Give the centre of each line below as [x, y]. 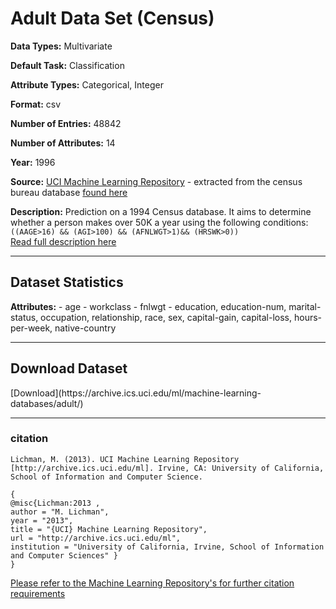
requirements [38, 593]
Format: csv [36, 104]
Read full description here [63, 241]
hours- [308, 317]
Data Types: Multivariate [61, 46]
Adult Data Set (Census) [112, 18]
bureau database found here [69, 192]
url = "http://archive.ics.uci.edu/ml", [96, 538]
